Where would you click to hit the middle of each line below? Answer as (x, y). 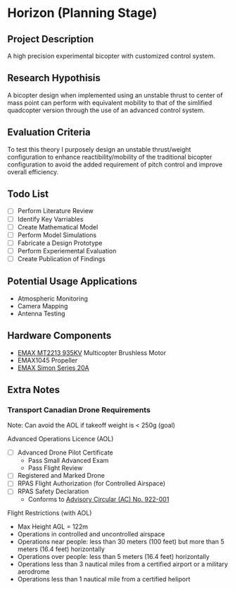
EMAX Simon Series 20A (53, 368)
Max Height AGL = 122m (52, 526)
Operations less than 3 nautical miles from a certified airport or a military (123, 564)
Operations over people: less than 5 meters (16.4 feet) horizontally (113, 557)
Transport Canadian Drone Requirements (79, 409)
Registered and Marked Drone (61, 476)
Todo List (28, 194)
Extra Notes (33, 390)
